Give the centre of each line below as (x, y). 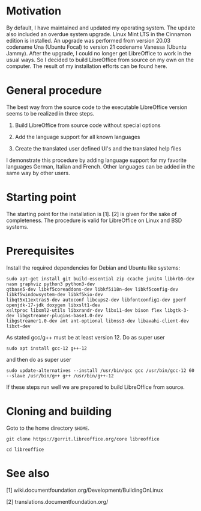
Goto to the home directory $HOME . (48, 428)
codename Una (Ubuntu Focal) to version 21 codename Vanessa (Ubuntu (97, 47)
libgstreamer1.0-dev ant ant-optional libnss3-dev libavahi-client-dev (97, 321)
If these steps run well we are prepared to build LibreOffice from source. (95, 387)
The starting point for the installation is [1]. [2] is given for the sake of (91, 214)
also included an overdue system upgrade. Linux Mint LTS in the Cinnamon (99, 34)
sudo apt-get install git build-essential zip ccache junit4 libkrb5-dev (100, 279)
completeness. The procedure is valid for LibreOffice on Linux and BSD (94, 220)
